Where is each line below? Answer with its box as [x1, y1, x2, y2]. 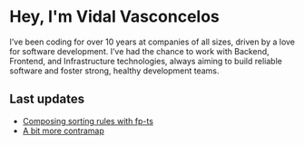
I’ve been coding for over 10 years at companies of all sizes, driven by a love [9, 36, 296, 47]
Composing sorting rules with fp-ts [22, 115, 154, 126]
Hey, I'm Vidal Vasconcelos [9, 6, 221, 27]
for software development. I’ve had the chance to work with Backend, [9, 45, 270, 56]
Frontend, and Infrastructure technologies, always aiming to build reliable [9, 55, 283, 66]
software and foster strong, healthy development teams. [9, 65, 220, 76]
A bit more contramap [22, 125, 104, 136]
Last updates [9, 92, 84, 107]
